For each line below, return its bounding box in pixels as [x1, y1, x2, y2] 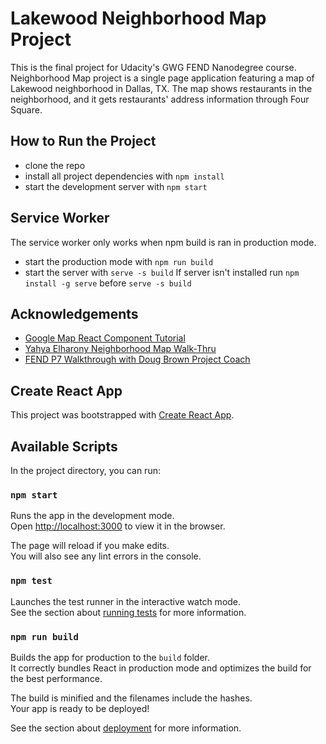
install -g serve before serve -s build [24, 277, 192, 289]
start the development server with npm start [24, 180, 208, 192]
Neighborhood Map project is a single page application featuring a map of [10, 72, 315, 84]
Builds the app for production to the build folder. [10, 651, 211, 663]
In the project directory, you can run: [10, 465, 161, 476]
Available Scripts [10, 438, 118, 455]
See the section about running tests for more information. [10, 606, 247, 618]
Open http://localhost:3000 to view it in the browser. [10, 520, 226, 532]
